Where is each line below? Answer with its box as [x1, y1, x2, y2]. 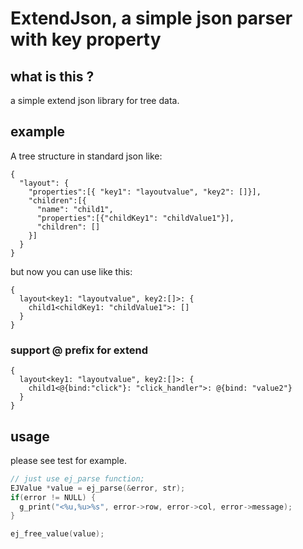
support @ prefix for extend [10, 343, 149, 357]
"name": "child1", [36, 204, 114, 214]
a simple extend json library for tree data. [10, 95, 180, 106]
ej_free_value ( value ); [10, 529, 105, 539]
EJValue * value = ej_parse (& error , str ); [10, 483, 186, 493]
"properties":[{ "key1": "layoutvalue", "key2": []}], [28, 187, 262, 197]
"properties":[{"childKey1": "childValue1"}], [36, 213, 235, 223]
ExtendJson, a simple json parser [10, 7, 293, 30]
